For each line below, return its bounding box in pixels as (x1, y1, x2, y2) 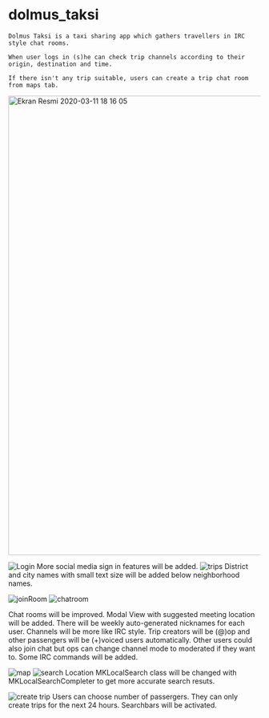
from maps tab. (8, 81, 59, 89)
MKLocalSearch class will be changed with (95, 668, 238, 677)
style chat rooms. (8, 38, 70, 47)
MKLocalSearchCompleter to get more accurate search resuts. (8, 676, 215, 686)
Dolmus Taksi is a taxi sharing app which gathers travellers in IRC (8, 32, 246, 40)
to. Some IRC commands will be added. (8, 651, 139, 662)
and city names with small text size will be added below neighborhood (8, 570, 240, 579)
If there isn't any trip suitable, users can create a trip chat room (8, 74, 249, 82)
